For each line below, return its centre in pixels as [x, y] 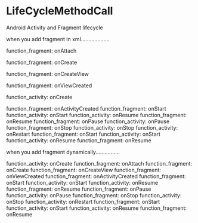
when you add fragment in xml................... [58, 39]
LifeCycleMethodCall [60, 11]
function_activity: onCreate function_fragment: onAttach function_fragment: [99, 163]
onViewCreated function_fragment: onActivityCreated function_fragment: [96, 176]
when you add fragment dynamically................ [63, 152]
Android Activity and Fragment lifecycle [55, 28]
